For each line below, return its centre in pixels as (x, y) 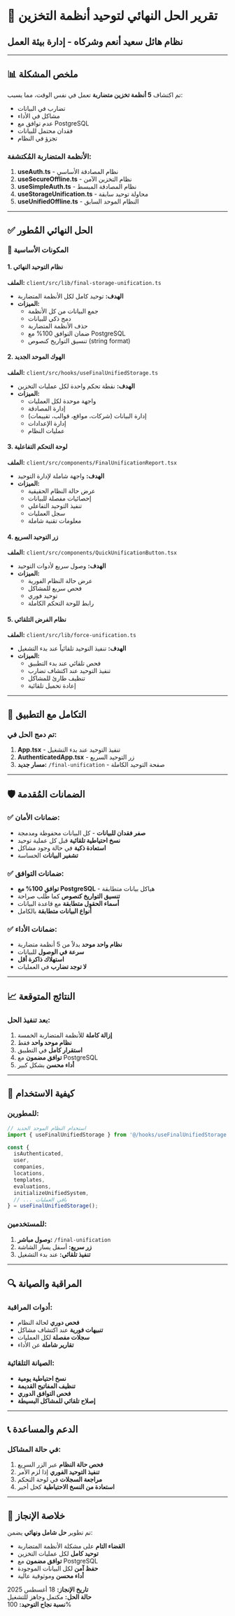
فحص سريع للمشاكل (55, 588)
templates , (29, 1180)
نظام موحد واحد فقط (44, 1043)
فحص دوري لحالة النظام (48, 1323)
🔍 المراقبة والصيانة (45, 1284)
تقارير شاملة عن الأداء (45, 1345)
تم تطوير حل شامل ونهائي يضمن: (50, 1532)
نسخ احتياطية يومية (42, 1378)
